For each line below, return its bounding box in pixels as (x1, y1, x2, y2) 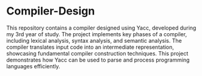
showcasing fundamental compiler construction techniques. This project (6, 49, 189, 57)
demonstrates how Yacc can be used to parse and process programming (6, 56, 190, 63)
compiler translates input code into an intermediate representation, (6, 43, 175, 51)
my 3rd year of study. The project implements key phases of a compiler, (6, 30, 187, 37)
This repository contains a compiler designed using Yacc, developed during (6, 24, 197, 31)
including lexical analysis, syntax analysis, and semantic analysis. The (6, 37, 182, 44)
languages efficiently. (6, 62, 60, 70)
